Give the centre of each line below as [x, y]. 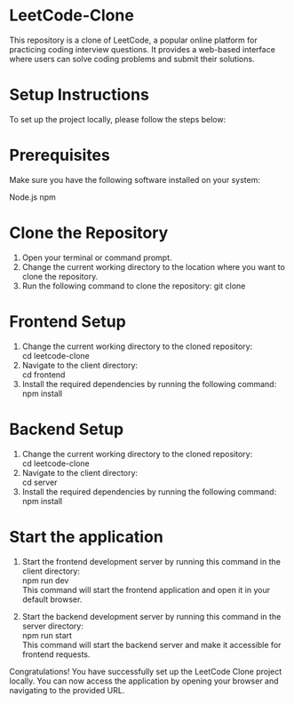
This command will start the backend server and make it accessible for [151, 645]
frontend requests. [56, 654]
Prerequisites [60, 155]
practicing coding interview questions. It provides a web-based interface [142, 49]
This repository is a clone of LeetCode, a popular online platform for [133, 40]
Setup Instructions [79, 95]
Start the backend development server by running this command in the [151, 616]
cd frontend [44, 375]
